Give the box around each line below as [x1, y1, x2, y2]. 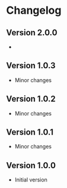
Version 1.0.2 [6, 94, 56, 104]
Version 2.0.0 [6, 28, 58, 38]
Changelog [6, 4, 62, 17]
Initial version [14, 176, 47, 183]
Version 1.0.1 [6, 127, 54, 138]
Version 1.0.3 [6, 60, 56, 71]
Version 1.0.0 [6, 160, 56, 171]
